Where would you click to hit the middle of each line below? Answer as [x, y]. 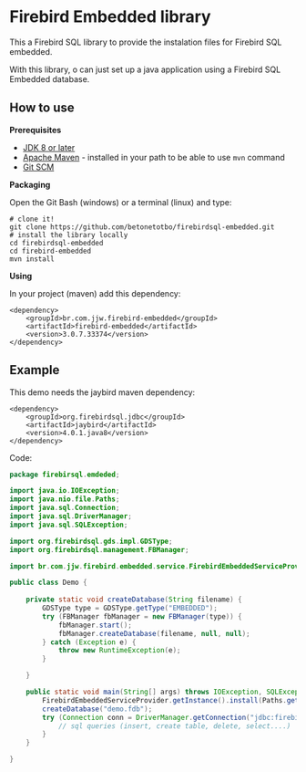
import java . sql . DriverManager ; [71, 516]
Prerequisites [36, 130]
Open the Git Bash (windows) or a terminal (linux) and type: [121, 202]
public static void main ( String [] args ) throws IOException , [144, 692]
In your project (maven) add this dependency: [95, 293]
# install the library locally [69, 235]
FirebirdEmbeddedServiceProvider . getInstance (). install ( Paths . [164, 700]
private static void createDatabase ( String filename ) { [134, 600]
